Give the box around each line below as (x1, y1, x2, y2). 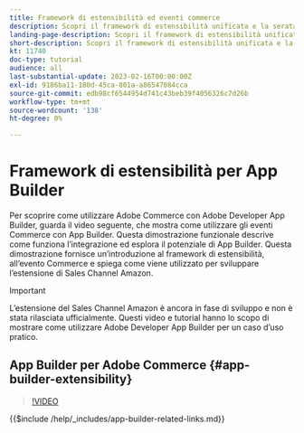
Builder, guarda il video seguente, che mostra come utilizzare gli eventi (9, 220, 273, 231)
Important (9, 286, 46, 297)
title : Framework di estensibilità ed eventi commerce (9, 13, 221, 23)
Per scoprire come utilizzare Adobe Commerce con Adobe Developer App (9, 210, 285, 221)
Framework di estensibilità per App (9, 161, 279, 182)
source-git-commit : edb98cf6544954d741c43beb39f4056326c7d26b (9, 89, 249, 98)
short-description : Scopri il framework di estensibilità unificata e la (9, 38, 294, 48)
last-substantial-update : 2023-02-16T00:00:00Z (9, 72, 193, 81)
